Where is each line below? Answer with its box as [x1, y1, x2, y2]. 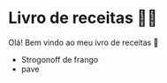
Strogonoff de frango [20, 54, 99, 64]
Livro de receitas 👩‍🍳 [8, 8, 158, 28]
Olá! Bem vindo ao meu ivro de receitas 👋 [8, 37, 159, 48]
